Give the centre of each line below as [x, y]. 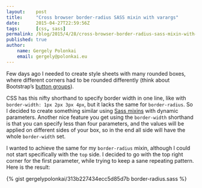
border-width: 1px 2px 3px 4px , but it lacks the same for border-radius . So [100, 104]
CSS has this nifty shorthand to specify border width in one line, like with [96, 98]
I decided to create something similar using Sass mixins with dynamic [92, 111]
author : [16, 46]
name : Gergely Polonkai [47, 51]
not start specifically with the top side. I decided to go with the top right [95, 154]
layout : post [26, 12]
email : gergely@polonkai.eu [52, 56]
